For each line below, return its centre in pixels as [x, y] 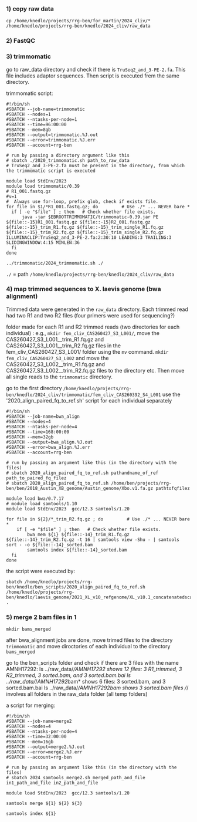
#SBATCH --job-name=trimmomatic [45, 109]
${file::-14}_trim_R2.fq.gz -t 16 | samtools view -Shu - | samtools [93, 539]
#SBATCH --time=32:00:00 [36, 737]
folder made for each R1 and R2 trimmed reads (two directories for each [93, 327]
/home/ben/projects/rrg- [141, 483]
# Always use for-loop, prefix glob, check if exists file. [82, 201]
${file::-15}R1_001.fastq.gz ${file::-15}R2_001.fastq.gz [78, 222]
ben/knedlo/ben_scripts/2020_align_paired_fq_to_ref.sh [76, 587]
